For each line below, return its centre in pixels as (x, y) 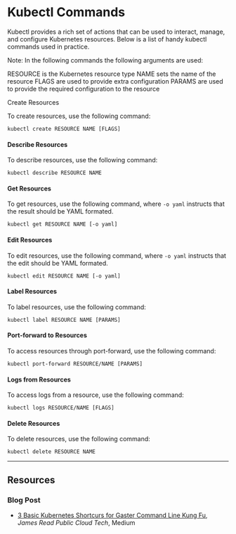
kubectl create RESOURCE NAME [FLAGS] (64, 129)
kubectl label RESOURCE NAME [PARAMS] (64, 320)
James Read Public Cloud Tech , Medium (76, 523)
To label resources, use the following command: (77, 307)
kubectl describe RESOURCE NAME (54, 173)
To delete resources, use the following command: (79, 439)
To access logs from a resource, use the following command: (96, 395)
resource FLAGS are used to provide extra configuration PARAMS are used (115, 81)
